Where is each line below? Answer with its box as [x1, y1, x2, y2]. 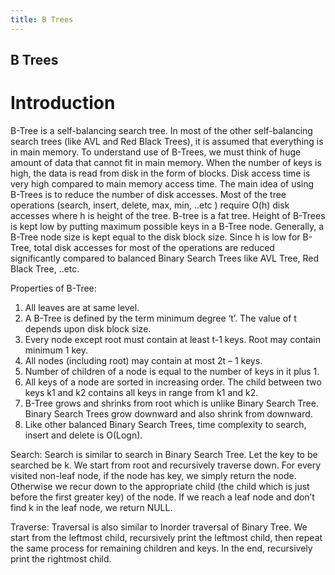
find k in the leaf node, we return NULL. [10, 501, 173, 513]
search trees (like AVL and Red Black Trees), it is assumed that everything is [10, 135, 324, 147]
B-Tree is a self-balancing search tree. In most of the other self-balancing [10, 124, 313, 136]
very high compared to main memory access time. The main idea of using [10, 177, 315, 190]
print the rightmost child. [10, 552, 112, 565]
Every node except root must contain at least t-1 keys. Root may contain [24, 333, 321, 345]
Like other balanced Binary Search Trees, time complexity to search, [24, 418, 307, 430]
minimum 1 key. [24, 344, 89, 356]
